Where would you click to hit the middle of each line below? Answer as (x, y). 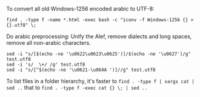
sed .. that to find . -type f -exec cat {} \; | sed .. (77, 88)
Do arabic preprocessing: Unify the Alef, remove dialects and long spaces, (99, 36)
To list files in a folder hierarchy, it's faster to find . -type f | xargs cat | (101, 81)
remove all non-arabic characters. (48, 43)
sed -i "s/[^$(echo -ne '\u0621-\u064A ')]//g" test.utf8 (81, 70)
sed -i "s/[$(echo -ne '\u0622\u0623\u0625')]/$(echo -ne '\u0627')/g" (98, 54)
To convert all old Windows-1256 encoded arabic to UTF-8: (80, 9)
